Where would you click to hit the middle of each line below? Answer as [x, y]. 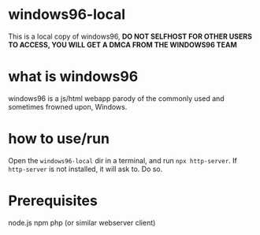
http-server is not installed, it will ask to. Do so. [85, 169]
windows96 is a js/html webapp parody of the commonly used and [116, 98]
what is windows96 [73, 77]
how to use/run [59, 139]
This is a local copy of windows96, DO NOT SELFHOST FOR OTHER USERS [130, 36]
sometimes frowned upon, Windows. [68, 106]
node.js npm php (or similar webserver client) [82, 222]
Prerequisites [53, 201]
